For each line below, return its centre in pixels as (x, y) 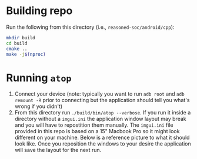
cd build (17, 43)
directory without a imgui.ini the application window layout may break (100, 119)
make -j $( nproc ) (26, 54)
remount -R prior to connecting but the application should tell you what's (102, 100)
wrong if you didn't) (39, 106)
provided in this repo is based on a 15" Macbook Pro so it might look (97, 131)
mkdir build (21, 38)
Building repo (39, 11)
